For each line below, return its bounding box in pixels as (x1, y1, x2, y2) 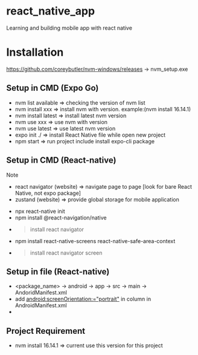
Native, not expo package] (14, 189, 81, 197)
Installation (6, 45, 64, 59)
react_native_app (6, 4, 95, 18)
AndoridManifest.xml (14, 289, 68, 296)
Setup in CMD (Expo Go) (6, 83, 99, 93)
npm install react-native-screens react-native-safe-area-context (14, 237, 176, 244)
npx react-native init (14, 207, 65, 215)
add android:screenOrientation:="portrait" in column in (14, 295, 152, 303)
